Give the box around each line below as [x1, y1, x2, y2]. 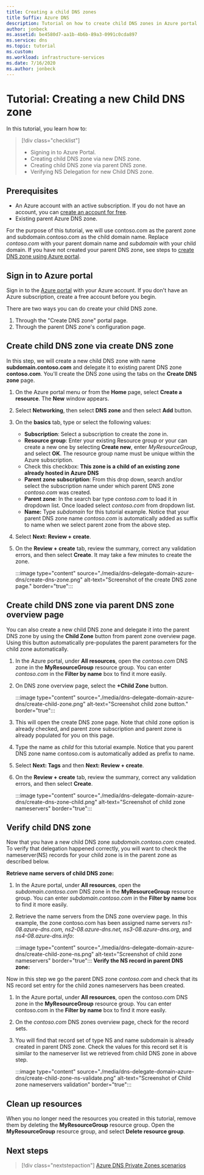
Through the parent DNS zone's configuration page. [15, 323, 146, 330]
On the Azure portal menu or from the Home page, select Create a [15, 388, 183, 395]
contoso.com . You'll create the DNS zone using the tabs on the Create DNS [6, 370, 197, 377]
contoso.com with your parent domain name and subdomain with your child [6, 240, 196, 247]
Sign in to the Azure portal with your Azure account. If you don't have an [6, 286, 188, 293]
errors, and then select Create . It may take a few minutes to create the [15, 551, 192, 558]
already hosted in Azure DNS [24, 469, 99, 476]
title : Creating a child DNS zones [6, 9, 97, 15]
